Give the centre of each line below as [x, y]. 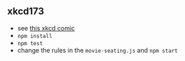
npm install [35, 36]
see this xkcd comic [46, 28]
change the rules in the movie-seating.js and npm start [97, 50]
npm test [30, 43]
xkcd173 [25, 11]
